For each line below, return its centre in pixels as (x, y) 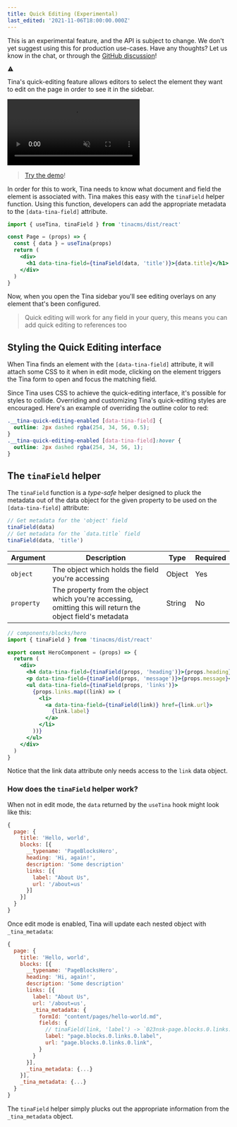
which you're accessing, (93, 599)
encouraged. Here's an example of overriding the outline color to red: (108, 408)
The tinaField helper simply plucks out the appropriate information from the (118, 1109)
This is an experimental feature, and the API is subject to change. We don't (116, 40)
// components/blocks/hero (47, 633)
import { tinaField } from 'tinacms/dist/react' (80, 640)
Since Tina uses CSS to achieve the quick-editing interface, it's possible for (117, 393)
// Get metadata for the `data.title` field (74, 534)
